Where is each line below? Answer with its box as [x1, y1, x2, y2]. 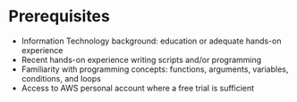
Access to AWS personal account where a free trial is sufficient [21, 82, 255, 93]
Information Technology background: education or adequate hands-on [21, 35, 282, 46]
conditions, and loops [21, 73, 102, 83]
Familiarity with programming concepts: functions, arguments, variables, [21, 64, 289, 75]
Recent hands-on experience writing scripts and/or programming [21, 54, 262, 65]
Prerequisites [8, 6, 111, 27]
